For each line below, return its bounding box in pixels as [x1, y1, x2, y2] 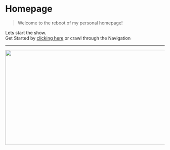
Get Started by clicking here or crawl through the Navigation [5, 35, 131, 41]
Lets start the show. [5, 29, 47, 35]
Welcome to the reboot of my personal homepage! [17, 20, 123, 26]
